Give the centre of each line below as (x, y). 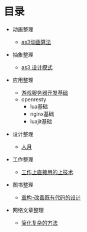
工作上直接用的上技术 (47, 172)
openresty (34, 99)
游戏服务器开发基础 (45, 92)
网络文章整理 (28, 210)
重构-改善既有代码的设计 (51, 197)
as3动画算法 (36, 42)
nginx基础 (42, 114)
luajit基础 (41, 121)
